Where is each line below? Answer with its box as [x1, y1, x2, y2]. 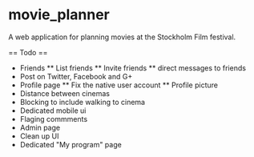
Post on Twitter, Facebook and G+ [19, 71, 133, 81]
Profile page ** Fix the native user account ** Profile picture [19, 80, 219, 90]
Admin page [19, 123, 61, 132]
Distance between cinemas [19, 88, 111, 98]
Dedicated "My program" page [19, 139, 122, 149]
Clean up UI [19, 131, 59, 141]
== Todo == [8, 47, 48, 57]
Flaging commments [19, 114, 88, 123]
